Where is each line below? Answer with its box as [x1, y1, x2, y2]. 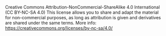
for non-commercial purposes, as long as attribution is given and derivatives [5, 15, 161, 20]
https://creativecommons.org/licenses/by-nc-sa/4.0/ [5, 25, 113, 31]
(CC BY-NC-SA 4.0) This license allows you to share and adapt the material [5, 9, 159, 15]
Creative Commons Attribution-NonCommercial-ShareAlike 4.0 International [5, 4, 160, 10]
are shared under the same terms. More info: [5, 20, 97, 26]
